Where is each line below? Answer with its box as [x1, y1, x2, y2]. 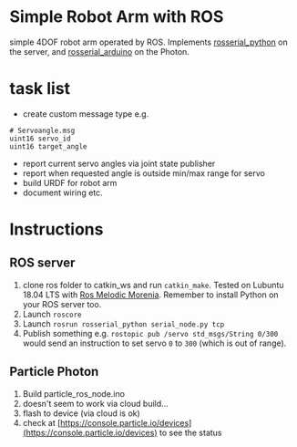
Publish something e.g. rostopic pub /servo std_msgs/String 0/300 [22, 327, 279, 338]
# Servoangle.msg [9, 126, 76, 135]
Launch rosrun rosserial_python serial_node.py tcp [22, 317, 225, 329]
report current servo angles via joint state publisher [22, 158, 216, 169]
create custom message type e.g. [22, 108, 149, 120]
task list [9, 78, 71, 99]
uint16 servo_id [9, 134, 71, 143]
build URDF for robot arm [22, 177, 118, 188]
